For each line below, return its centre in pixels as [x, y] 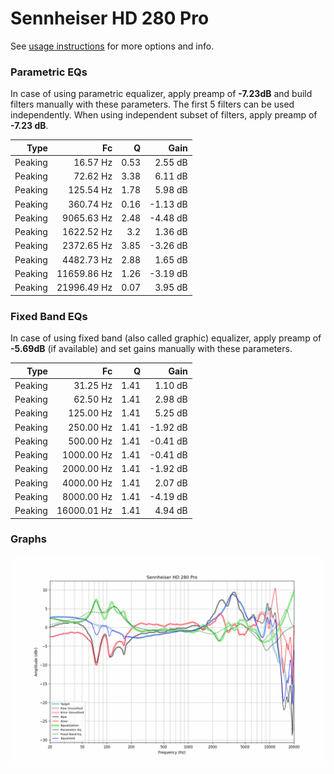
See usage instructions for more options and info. [112, 46]
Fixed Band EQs [49, 316]
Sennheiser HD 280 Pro [110, 18]
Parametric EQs [49, 72]
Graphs [28, 539]
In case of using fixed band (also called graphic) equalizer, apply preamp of [166, 338]
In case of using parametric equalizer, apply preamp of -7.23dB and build [161, 94]
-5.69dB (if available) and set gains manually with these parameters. [151, 349]
